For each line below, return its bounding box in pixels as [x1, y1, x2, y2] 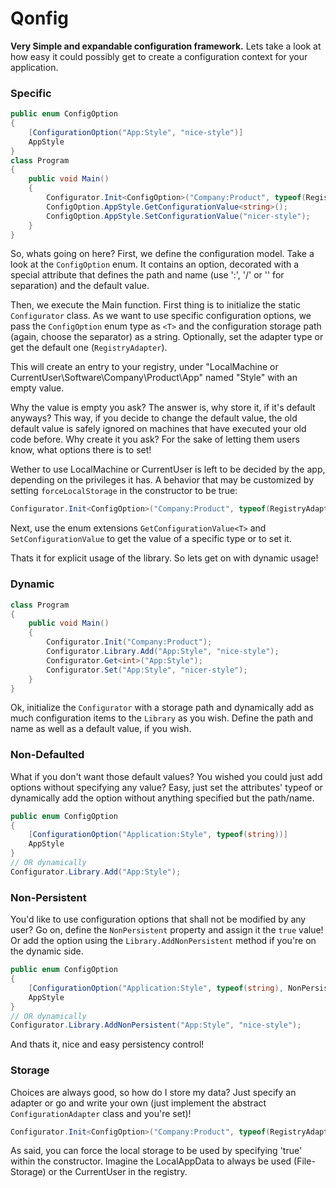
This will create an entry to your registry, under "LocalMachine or [10, 361, 279, 373]
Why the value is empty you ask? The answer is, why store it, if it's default [10, 402, 316, 414]
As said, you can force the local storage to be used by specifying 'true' [10, 1145, 303, 1157]
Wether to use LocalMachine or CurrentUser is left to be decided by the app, [10, 463, 326, 476]
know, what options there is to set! [10, 444, 152, 456]
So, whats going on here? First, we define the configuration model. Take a [10, 248, 315, 260]
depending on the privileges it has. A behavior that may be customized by [10, 474, 315, 486]
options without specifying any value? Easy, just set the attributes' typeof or [10, 781, 323, 793]
